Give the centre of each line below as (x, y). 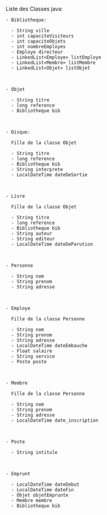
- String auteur (32, 234)
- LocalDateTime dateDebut (45, 484)
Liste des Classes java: (34, 9)
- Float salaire (32, 351)
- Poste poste (29, 362)
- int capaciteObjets (39, 41)
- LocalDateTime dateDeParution (52, 244)
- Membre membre (32, 500)
